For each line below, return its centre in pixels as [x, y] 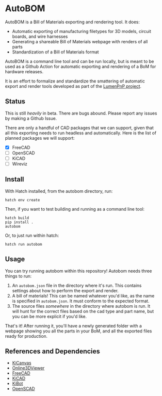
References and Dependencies [53, 352]
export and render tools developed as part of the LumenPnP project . [73, 86]
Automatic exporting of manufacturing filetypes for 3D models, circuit [81, 31]
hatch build [17, 218]
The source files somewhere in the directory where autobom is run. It [81, 306]
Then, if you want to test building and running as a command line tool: [75, 209]
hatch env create [23, 200]
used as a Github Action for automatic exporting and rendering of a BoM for [81, 66]
